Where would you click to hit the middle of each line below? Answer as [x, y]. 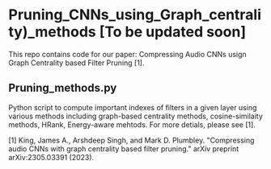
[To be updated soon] [173, 32]
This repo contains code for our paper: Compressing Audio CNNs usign [127, 54]
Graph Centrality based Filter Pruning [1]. [76, 63]
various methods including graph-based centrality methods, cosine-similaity [135, 116]
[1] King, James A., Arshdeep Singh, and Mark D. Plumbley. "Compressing [131, 140]
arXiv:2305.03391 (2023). [51, 157]
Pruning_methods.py [63, 88]
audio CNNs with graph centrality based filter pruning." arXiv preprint [124, 148]
